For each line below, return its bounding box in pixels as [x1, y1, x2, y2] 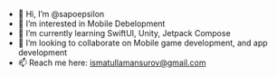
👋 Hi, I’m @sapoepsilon [17, 9, 105, 19]
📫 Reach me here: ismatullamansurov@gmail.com [17, 57, 206, 68]
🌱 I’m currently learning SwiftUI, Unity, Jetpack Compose [17, 28, 231, 38]
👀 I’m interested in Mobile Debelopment [17, 18, 166, 29]
